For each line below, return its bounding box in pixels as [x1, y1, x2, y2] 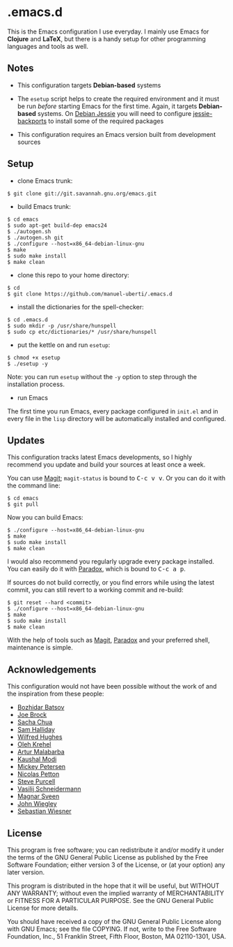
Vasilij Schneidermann [17, 785, 81, 793]
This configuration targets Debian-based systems [17, 81, 161, 89]
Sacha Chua [17, 718, 53, 726]
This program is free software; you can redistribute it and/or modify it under [7, 846, 225, 854]
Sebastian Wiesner [17, 807, 72, 816]
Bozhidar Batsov [17, 703, 65, 712]
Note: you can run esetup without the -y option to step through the [7, 372, 197, 381]
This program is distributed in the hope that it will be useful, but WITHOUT [7, 881, 220, 890]
